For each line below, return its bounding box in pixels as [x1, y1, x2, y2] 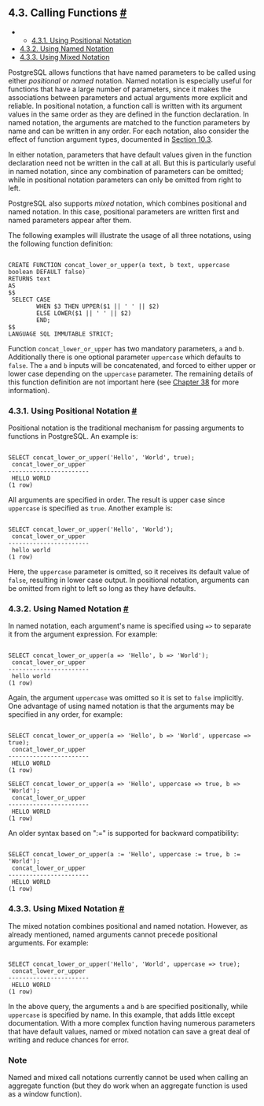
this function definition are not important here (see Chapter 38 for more [8, 377, 240, 387]
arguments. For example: [8, 937, 89, 948]
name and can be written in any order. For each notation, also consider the [8, 126, 250, 135]
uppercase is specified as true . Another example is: [8, 503, 173, 513]
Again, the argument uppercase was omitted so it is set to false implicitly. [8, 693, 244, 703]
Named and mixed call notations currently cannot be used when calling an [8, 1073, 249, 1082]
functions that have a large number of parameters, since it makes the [8, 84, 232, 94]
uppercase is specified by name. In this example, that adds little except [8, 1010, 236, 1019]
